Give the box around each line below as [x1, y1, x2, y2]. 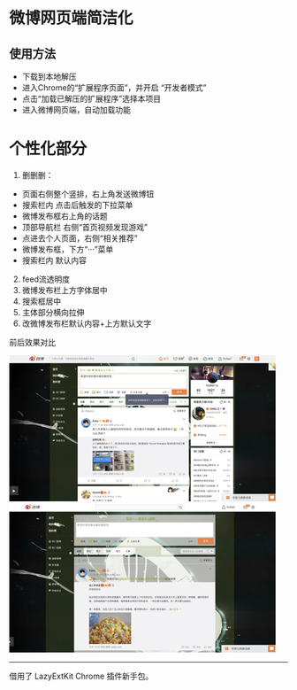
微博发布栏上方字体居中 [21, 284, 108, 295]
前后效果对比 [9, 337, 56, 347]
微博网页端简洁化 [9, 8, 134, 28]
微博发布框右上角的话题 [21, 210, 108, 221]
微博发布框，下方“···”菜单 [21, 244, 114, 254]
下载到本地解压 [21, 72, 77, 81]
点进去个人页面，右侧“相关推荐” [21, 232, 139, 244]
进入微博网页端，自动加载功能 [21, 105, 131, 115]
